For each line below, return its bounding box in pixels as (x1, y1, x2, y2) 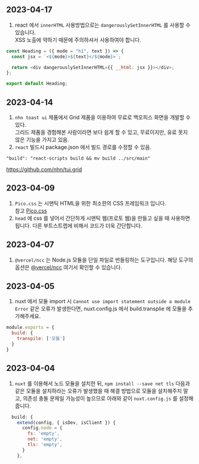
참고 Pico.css (14, 207, 48, 214)
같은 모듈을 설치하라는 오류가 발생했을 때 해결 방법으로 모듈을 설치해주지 (14, 387, 182, 394)
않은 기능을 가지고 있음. (14, 136, 70, 143)
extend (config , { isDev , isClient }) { (17, 419, 116, 425)
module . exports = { (6, 325, 55, 331)
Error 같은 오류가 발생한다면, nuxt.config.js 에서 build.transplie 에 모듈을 (14, 305, 187, 312)
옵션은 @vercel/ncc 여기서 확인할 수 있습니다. (14, 263, 123, 270)
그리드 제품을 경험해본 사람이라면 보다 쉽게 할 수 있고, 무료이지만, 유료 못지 (14, 129, 188, 136)
